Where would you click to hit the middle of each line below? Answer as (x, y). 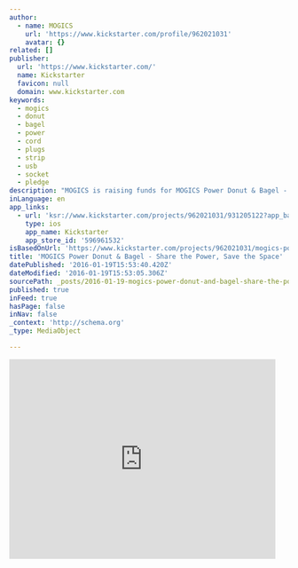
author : (24, 17)
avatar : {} (45, 42)
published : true (39, 289)
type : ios (43, 224)
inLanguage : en (37, 199)
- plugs (31, 149)
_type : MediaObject (45, 331)
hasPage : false (37, 306)
